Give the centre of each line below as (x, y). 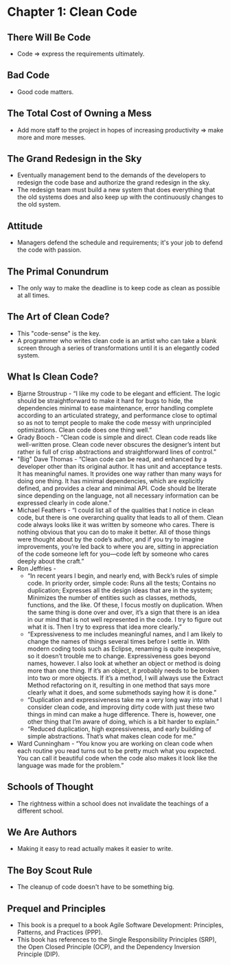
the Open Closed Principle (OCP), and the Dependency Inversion (108, 946)
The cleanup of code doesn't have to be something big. (95, 887)
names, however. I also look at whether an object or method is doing (124, 663)
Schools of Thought (50, 787)
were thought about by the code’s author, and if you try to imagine (111, 539)
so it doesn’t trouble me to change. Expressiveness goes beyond (119, 655)
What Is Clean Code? (53, 377)
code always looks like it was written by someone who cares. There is (116, 524)
